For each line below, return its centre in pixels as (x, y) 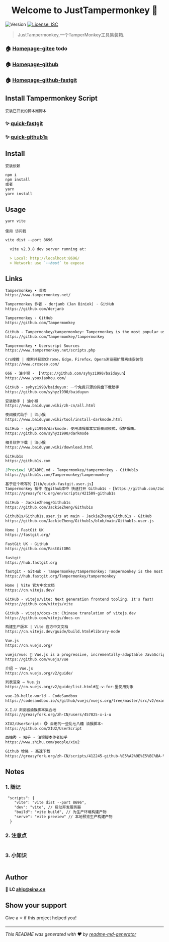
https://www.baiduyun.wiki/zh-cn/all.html (50, 406)
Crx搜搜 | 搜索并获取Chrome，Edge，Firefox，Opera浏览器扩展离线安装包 (74, 360)
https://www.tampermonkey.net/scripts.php (50, 350)
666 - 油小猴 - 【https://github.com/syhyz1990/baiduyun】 (66, 374)
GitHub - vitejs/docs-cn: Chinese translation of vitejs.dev (71, 613)
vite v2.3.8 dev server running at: (48, 249)
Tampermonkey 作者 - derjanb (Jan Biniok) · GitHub (60, 304)
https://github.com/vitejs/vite (39, 604)
